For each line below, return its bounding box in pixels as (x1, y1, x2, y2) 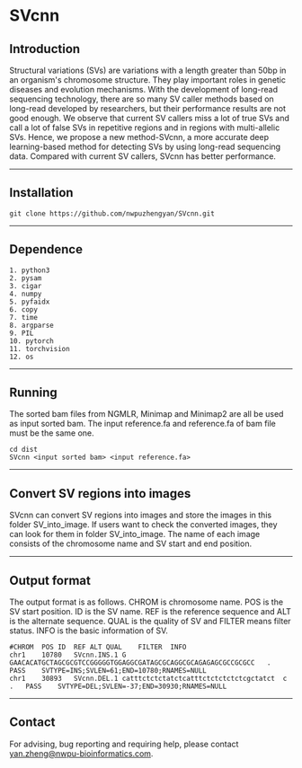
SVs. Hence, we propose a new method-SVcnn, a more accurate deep (9, 132, 270, 142)
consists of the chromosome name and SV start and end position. (9, 538, 253, 549)
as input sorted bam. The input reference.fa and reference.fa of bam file (9, 419, 277, 429)
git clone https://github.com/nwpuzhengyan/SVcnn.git (9, 208, 216, 218)
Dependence (9, 242, 84, 257)
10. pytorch (9, 336, 54, 346)
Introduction (9, 41, 81, 57)
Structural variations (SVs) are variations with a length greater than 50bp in (9, 65, 287, 75)
